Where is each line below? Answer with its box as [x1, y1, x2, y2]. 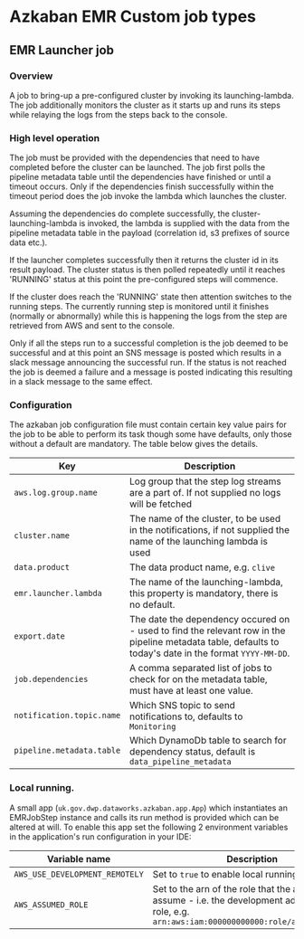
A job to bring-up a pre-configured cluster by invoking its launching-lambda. [9, 90, 294, 100]
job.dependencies [14, 674, 89, 685]
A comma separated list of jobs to [129, 662, 273, 675]
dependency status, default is [129, 745, 256, 758]
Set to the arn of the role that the [152, 882, 291, 895]
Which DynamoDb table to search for [129, 735, 287, 747]
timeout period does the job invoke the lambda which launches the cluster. [9, 191, 288, 202]
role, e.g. [152, 905, 190, 917]
